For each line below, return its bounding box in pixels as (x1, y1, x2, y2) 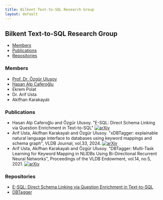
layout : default (5, 12, 38, 17)
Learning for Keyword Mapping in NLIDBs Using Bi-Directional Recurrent (12, 150, 157, 156)
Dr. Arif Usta (12, 91, 37, 97)
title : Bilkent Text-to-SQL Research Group (5, 7, 95, 12)
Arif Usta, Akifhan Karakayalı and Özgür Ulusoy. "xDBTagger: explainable (12, 130, 158, 136)
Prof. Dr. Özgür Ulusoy (12, 76, 57, 82)
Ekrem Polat (12, 86, 36, 92)
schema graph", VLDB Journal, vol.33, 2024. (12, 140, 101, 146)
